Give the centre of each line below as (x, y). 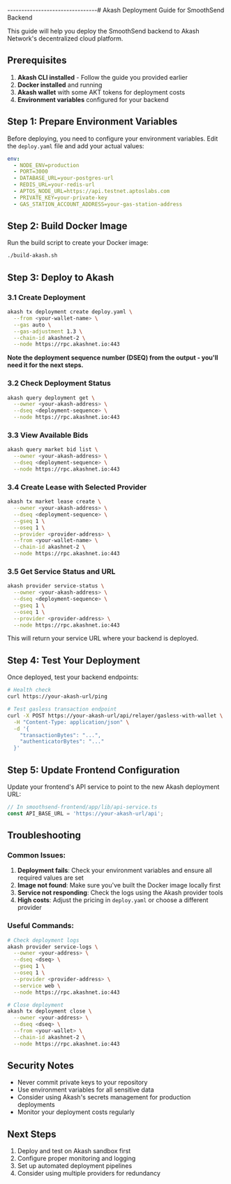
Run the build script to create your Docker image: (78, 243)
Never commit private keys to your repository (82, 1083)
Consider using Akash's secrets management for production (104, 1097)
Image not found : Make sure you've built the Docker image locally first (119, 885)
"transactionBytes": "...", (60, 735)
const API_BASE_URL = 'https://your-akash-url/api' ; (85, 813)
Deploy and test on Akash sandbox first (74, 1151)
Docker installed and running (60, 85)
